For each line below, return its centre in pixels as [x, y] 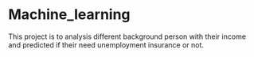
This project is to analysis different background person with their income [127, 36]
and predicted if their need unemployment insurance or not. [106, 44]
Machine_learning [69, 15]
